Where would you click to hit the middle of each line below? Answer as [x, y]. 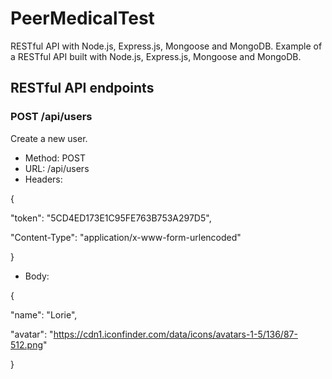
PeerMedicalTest [82, 18]
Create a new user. [49, 138]
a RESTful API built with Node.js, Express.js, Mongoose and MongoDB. [156, 56]
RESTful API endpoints [82, 88]
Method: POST [55, 158]
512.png [27, 344]
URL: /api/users [57, 168]
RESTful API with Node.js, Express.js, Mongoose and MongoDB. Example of [166, 46]
